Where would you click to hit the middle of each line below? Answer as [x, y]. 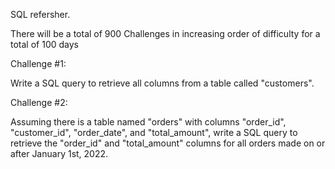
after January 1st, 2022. [59, 153]
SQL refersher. [40, 14]
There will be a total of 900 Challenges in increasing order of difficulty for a [165, 33]
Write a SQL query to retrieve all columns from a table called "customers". [162, 83]
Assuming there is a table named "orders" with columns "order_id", [148, 122]
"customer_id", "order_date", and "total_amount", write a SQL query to [154, 132]
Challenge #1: [38, 63]
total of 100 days [44, 44]
